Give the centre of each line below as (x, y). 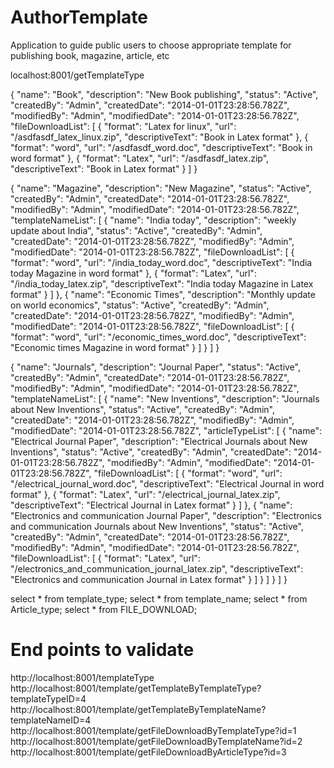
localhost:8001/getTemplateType (77, 75)
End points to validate (102, 650)
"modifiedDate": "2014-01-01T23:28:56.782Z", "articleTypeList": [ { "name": (166, 430)
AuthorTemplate (79, 17)
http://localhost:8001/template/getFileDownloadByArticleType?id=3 (148, 752)
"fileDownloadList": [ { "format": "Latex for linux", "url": (123, 126)
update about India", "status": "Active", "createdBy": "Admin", (136, 230)
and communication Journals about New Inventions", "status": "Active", (157, 526)
